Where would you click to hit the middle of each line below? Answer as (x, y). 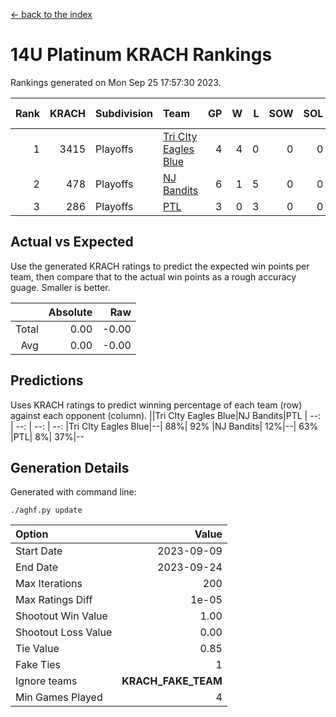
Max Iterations (49, 584)
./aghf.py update (46, 510)
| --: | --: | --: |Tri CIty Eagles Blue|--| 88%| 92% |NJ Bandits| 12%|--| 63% (164, 426)
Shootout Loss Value (64, 632)
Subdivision (124, 113)
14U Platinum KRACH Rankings (141, 55)
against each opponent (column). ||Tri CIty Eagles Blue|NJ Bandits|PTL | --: (166, 415)
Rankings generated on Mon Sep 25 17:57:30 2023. (116, 82)
